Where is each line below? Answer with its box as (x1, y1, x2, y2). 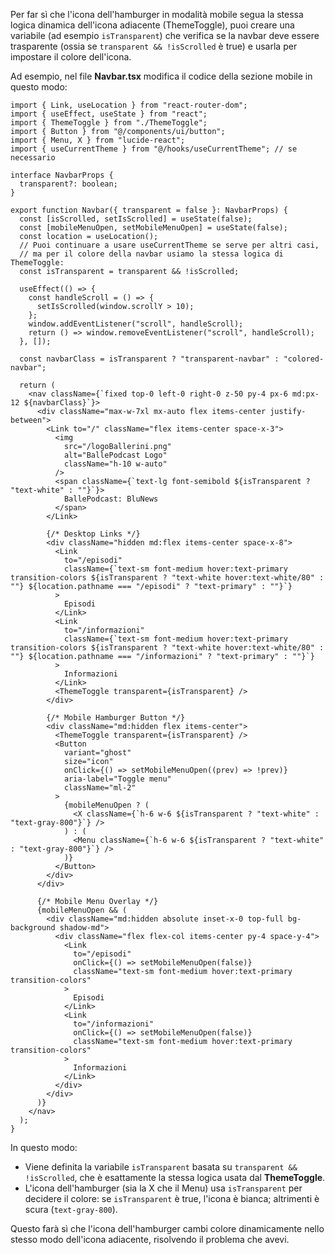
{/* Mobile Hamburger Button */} (46, 713, 186, 723)
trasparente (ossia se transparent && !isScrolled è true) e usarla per (10, 40, 298, 52)
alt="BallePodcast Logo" (63, 450, 168, 460)
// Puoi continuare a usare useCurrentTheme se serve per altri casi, (19, 240, 320, 250)
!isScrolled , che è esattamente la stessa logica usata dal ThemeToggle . (24, 1172, 326, 1183)
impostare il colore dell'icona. (10, 51, 132, 63)
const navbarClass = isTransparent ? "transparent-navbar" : (19, 354, 280, 364)
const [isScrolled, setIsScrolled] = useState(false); (19, 214, 253, 224)
